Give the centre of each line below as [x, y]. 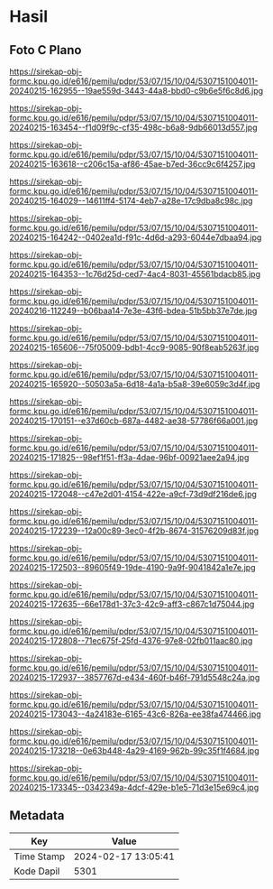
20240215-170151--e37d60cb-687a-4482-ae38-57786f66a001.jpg [134, 421]
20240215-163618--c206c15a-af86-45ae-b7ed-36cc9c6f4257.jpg [132, 164]
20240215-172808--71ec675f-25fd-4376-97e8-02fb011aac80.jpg [131, 641]
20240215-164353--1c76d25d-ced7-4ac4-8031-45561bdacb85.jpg [135, 274]
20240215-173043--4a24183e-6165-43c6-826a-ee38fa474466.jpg [135, 714]
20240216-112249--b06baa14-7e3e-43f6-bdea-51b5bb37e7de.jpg [133, 310]
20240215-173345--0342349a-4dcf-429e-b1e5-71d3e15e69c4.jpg [134, 787]
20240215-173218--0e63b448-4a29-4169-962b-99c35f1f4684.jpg [134, 750]
